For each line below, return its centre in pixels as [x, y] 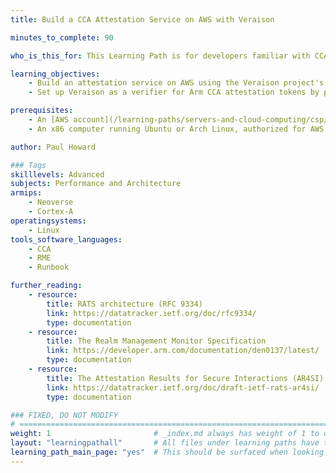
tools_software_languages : [66, 239]
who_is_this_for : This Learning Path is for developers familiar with [160, 56]
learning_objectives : [55, 74]
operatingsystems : [48, 221]
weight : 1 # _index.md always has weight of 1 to [165, 434]
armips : [26, 193]
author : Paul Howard [53, 147]
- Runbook [49, 267]
